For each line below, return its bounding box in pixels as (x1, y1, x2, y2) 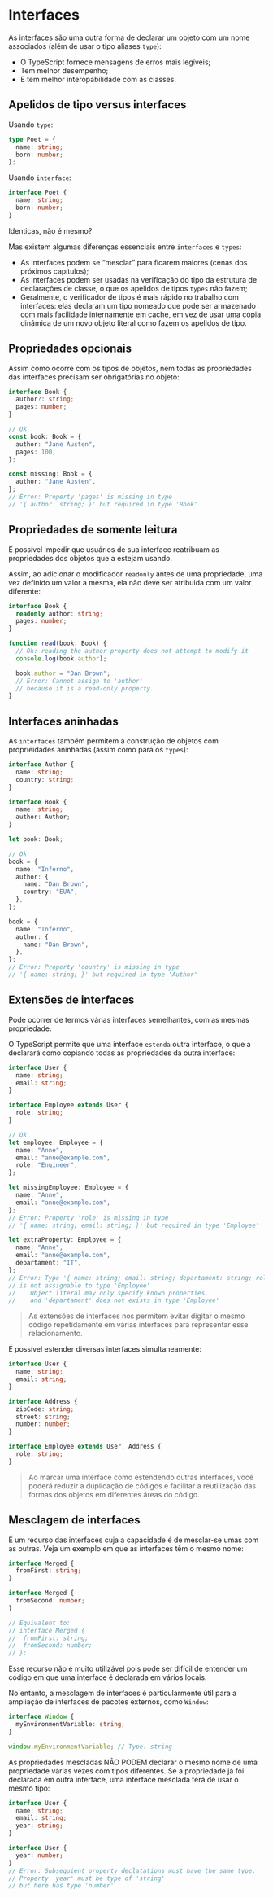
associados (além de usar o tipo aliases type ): (8, 41, 162, 50)
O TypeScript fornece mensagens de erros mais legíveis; (19, 57, 211, 67)
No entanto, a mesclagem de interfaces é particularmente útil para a (8, 1688, 237, 1699)
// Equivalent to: (8, 1619, 71, 1627)
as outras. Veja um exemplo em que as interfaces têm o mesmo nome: (8, 1543, 244, 1553)
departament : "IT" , (15, 1259, 82, 1267)
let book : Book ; (8, 835, 63, 844)
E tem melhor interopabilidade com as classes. (19, 74, 177, 84)
